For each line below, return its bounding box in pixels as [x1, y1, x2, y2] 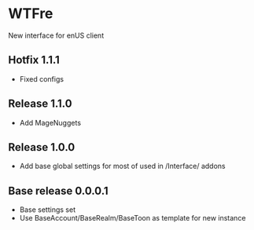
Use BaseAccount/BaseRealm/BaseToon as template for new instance [19, 214, 246, 223]
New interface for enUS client [8, 31, 105, 40]
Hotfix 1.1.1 [8, 53, 61, 67]
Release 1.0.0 [8, 141, 75, 154]
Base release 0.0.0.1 [8, 184, 109, 197]
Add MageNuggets [19, 118, 81, 127]
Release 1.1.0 [8, 97, 72, 111]
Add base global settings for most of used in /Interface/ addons [19, 162, 226, 171]
